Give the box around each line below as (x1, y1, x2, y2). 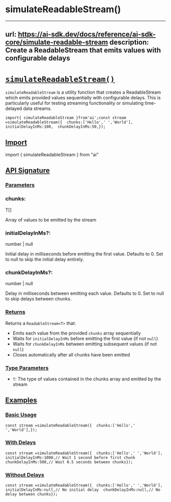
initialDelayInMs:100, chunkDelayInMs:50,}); (5, 124, 106, 129)
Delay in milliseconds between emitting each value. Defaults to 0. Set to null (5, 290, 164, 296)
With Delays (5, 439, 36, 446)
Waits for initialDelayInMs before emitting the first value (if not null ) (12, 335, 158, 342)
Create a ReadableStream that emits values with (5, 46, 161, 54)
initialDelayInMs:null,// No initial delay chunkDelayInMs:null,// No (5, 487, 160, 492)
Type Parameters (5, 364, 49, 371)
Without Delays (5, 471, 44, 478)
